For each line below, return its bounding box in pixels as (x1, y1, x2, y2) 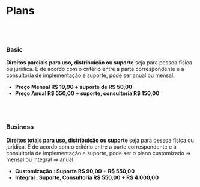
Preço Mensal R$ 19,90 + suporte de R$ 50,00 (14, 84, 133, 91)
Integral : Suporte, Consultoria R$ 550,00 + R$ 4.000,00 (14, 174, 159, 181)
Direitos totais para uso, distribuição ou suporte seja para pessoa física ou (6, 136, 194, 144)
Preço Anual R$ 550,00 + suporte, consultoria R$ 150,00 (14, 90, 160, 97)
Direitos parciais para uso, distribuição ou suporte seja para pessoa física (6, 59, 192, 66)
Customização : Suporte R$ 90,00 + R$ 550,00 (14, 167, 135, 174)
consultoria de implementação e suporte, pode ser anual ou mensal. (6, 72, 175, 79)
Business (6, 123, 34, 131)
